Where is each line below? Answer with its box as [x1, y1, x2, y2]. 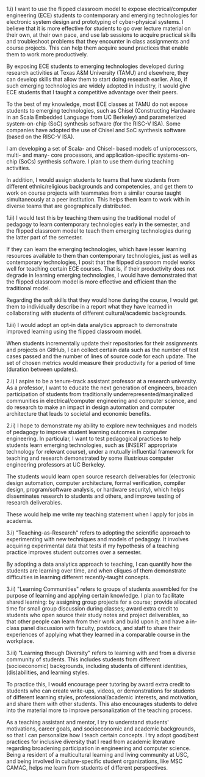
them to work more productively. [6, 51, 88, 58]
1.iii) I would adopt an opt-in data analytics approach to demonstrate [6, 321, 178, 328]
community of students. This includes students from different [6, 656, 160, 663]
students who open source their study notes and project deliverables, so [6, 612, 189, 618]
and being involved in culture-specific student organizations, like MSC [6, 757, 183, 765]
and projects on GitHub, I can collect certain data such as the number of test [6, 346, 199, 353]
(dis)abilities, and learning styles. [6, 669, 90, 676]
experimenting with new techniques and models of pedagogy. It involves [6, 536, 189, 542]
